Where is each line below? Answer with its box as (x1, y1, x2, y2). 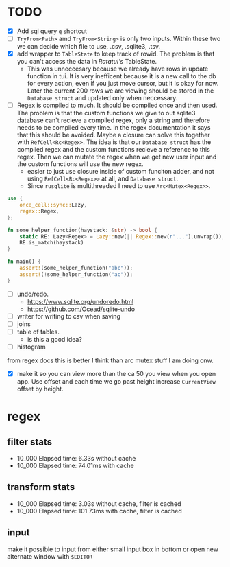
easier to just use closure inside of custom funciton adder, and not (27, 167, 214, 176)
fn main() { (7, 258, 41, 265)
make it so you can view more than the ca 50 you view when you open (16, 370, 216, 378)
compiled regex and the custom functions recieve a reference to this (16, 146, 210, 154)
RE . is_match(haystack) (19, 240, 84, 246)
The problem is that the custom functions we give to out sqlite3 (16, 109, 196, 117)
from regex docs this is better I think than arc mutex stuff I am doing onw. (7, 356, 214, 364)
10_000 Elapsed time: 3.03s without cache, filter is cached (16, 499, 181, 508)
